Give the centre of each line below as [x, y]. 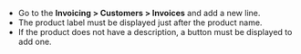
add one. [35, 41]
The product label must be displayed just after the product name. [140, 22]
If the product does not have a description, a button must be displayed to [155, 32]
